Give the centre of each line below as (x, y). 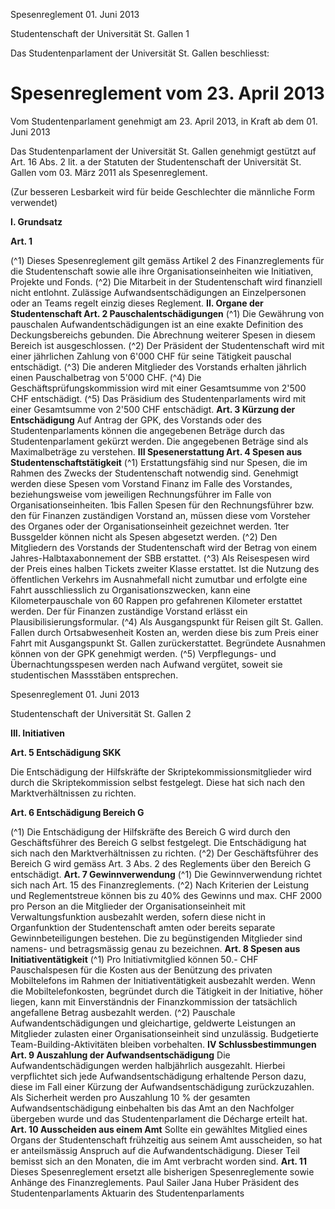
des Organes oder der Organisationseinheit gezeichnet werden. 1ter (150, 526)
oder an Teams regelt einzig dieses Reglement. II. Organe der (137, 303)
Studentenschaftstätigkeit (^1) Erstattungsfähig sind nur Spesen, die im (159, 462)
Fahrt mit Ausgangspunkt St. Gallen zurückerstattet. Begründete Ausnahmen (168, 643)
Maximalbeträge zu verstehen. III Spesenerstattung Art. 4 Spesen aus (156, 451)
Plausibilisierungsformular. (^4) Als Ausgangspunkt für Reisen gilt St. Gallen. (167, 621)
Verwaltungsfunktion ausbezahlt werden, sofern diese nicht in (138, 916)
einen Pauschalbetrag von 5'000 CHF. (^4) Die (106, 377)
